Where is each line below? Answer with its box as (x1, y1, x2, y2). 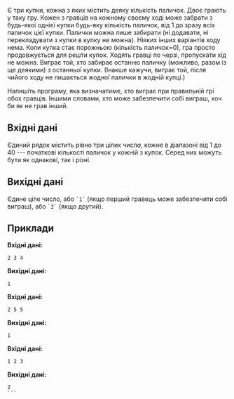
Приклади (7, 223, 55, 235)
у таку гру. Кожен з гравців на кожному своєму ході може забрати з (7, 13, 213, 22)
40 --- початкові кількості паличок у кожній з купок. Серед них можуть (7, 148, 222, 157)
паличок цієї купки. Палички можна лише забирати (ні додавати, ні (7, 28, 209, 37)
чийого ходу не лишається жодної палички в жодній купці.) (7, 73, 186, 81)
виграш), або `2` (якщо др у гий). (7, 202, 104, 210)
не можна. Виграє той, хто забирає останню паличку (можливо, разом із (7, 58, 226, 66)
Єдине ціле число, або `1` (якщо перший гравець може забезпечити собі (7, 195, 228, 203)
